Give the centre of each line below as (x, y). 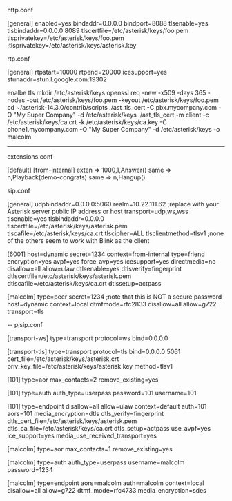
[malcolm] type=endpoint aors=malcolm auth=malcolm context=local (106, 483)
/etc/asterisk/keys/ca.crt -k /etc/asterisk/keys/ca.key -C (87, 122)
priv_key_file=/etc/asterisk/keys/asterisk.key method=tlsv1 (90, 366)
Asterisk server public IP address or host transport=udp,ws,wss (98, 211)
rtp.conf (19, 59)
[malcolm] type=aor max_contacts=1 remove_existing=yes (90, 449)
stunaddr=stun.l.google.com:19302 (57, 79)
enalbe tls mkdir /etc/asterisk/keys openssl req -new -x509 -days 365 (107, 93)
